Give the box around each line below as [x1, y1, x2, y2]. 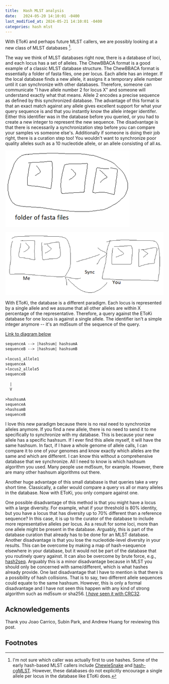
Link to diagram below [5, 331, 51, 337]
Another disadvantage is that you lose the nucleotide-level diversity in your [5, 537, 161, 543]
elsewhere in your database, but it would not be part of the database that [5, 548, 157, 554]
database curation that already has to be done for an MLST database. [5, 532, 149, 538]
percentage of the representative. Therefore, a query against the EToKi [5, 310, 152, 317]
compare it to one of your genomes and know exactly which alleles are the [5, 448, 160, 454]
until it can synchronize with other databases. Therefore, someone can [5, 81, 152, 87]
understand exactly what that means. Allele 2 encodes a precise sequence [5, 92, 160, 98]
